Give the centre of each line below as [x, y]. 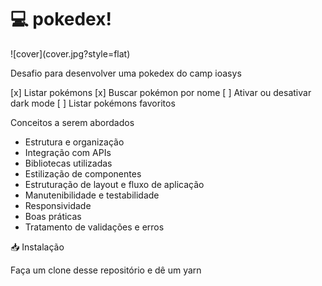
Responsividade [58, 205]
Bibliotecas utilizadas [68, 163]
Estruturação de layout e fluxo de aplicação [114, 184]
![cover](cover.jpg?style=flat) [70, 53]
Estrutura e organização [74, 142]
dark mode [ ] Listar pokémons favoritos [93, 103]
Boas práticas [53, 216]
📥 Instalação [37, 247]
